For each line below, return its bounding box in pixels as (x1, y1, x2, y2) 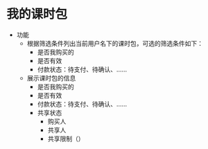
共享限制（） (47, 134, 85, 143)
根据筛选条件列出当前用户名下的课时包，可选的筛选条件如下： (26, 39, 204, 47)
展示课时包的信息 (26, 73, 76, 82)
